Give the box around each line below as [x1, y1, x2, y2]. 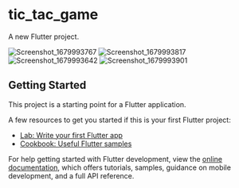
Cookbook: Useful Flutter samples [19, 139, 132, 148]
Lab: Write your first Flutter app [19, 130, 123, 140]
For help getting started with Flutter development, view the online [8, 154, 223, 163]
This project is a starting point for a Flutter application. [8, 99, 186, 109]
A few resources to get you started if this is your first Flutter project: [8, 115, 231, 125]
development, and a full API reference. [8, 171, 135, 180]
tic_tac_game [8, 6, 99, 24]
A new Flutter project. [8, 32, 80, 41]
